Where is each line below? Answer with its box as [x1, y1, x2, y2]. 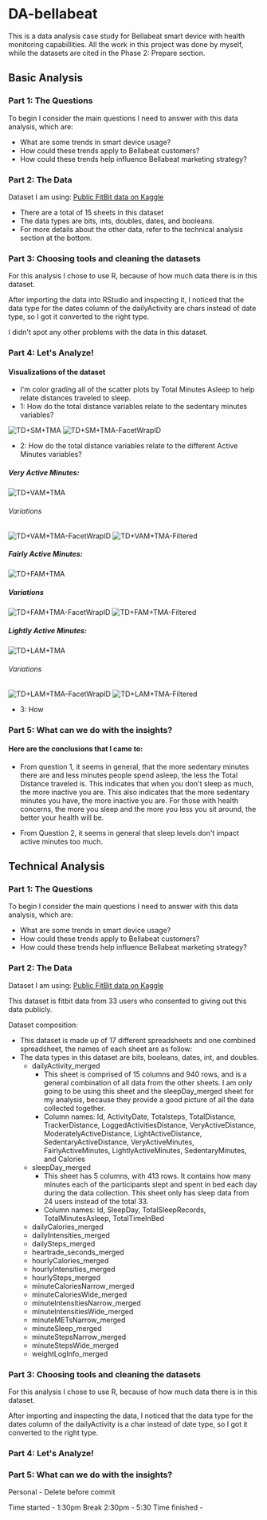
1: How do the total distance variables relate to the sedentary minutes [19, 402, 248, 412]
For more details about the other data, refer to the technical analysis [19, 224, 243, 234]
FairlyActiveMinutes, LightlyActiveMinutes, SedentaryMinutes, [43, 1145, 247, 1155]
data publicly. [8, 1004, 53, 1014]
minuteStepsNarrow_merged [31, 1332, 127, 1341]
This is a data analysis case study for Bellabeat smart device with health [8, 31, 245, 41]
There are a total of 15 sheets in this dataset [19, 207, 164, 217]
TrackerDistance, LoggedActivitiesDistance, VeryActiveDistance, [43, 1120, 257, 1129]
